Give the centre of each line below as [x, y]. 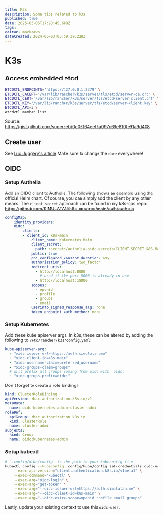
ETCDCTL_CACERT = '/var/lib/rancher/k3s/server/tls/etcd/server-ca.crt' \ [80, 94]
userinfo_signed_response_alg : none [68, 308]
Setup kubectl [22, 451]
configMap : [16, 217]
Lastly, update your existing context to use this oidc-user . [63, 507]
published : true [21, 18]
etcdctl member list [26, 112]
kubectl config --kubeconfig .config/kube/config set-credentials [73, 467]
